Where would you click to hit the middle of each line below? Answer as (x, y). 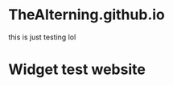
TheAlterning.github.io (86, 15)
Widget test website (77, 70)
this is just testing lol (42, 37)
